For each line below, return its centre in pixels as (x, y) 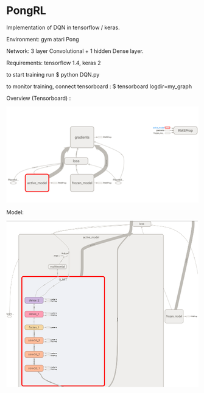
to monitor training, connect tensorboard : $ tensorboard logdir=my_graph (99, 86)
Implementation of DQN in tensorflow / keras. (63, 27)
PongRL (26, 11)
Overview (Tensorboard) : (39, 98)
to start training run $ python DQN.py (53, 74)
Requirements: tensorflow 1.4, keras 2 (54, 63)
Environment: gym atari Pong (43, 39)
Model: (15, 212)
